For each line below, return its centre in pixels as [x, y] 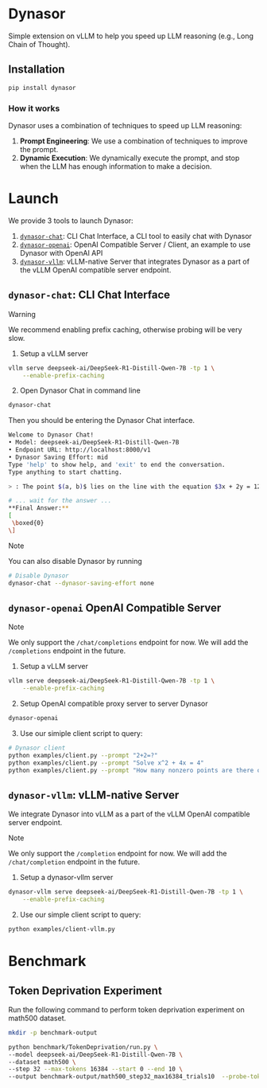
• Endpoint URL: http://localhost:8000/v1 [79, 450]
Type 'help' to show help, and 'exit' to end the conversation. [117, 464]
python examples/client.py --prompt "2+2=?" [83, 755]
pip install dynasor [43, 88]
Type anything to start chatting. [66, 472]
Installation [37, 70]
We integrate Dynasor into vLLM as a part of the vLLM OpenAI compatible [129, 814]
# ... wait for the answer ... [60, 501]
